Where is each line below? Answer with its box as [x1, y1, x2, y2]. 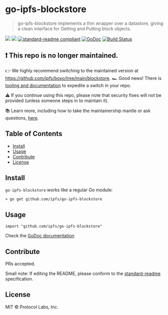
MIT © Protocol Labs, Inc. [5, 304, 59, 310]
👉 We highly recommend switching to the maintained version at [5, 67, 139, 74]
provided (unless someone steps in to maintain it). [5, 97, 109, 103]
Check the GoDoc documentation [5, 233, 74, 239]
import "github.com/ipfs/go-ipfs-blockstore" [5, 224, 102, 229]
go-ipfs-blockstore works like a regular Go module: [5, 187, 113, 193]
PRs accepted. [5, 261, 36, 267]
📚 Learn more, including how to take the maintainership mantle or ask [5, 108, 151, 114]
